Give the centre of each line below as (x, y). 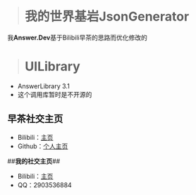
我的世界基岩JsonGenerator (107, 17)
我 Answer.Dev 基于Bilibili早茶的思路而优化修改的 (78, 37)
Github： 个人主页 (43, 146)
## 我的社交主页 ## (34, 161)
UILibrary (53, 67)
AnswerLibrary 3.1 (44, 86)
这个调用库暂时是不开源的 (55, 94)
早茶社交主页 (35, 119)
